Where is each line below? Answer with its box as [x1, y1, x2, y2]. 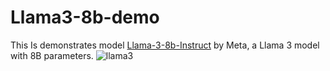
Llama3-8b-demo [10, 6, 160, 29]
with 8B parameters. [10, 49, 94, 61]
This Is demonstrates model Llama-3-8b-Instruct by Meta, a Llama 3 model [10, 39, 320, 51]
